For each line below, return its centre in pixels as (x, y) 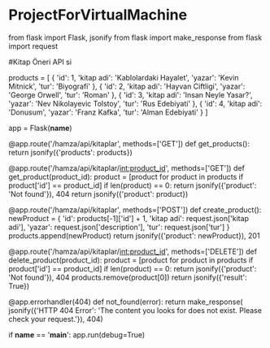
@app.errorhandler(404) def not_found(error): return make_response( (126, 302)
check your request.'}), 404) (56, 319)
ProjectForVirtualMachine (98, 15)
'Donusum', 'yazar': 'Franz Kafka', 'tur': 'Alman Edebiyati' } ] (109, 112)
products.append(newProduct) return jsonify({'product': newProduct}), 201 (134, 235)
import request (33, 46)
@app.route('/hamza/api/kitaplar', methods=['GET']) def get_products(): (129, 143)
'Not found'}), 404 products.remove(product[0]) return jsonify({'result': (128, 277)
